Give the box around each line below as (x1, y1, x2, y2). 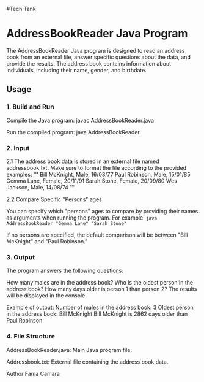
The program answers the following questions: (6, 267, 123, 275)
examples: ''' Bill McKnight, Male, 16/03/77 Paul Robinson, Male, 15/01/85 (6, 170, 191, 178)
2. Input (6, 143, 30, 152)
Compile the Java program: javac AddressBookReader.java (6, 117, 155, 124)
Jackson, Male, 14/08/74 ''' (6, 183, 75, 191)
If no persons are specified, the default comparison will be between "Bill (6, 231, 188, 239)
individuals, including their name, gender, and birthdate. (6, 66, 147, 74)
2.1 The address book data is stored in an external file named (6, 158, 160, 165)
